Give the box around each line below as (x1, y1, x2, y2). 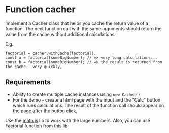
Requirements (5, 78, 51, 87)
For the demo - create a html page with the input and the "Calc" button (12, 96, 161, 103)
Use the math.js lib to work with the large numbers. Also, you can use (5, 117, 151, 123)
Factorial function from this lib (5, 123, 68, 129)
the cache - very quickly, (5, 64, 62, 69)
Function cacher (5, 4, 76, 15)
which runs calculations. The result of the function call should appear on (12, 102, 164, 108)
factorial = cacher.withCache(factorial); (5, 51, 96, 56)
